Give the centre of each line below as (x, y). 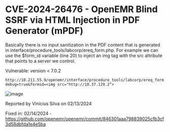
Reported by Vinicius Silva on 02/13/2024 (49, 103)
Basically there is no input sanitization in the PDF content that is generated (83, 45)
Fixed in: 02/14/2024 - (29, 113)
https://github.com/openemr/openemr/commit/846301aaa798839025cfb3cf (85, 119)
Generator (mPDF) (44, 31)
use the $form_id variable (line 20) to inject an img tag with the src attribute (84, 55)
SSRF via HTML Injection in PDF (73, 20)
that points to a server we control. (40, 61)
